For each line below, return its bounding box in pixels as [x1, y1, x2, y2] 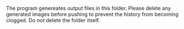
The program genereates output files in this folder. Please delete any [6, 5, 171, 11]
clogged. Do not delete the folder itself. [6, 17, 100, 23]
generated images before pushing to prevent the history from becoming [6, 11, 179, 18]
